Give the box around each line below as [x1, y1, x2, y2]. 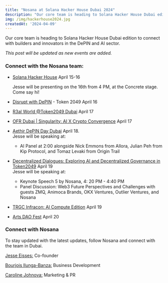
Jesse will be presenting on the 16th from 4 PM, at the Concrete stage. [12, 84, 158, 90]
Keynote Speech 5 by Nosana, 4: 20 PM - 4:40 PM [19, 178, 124, 184]
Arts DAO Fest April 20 [12, 213, 59, 219]
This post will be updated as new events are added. [5, 50, 112, 56]
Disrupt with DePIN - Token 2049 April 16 [12, 99, 97, 105]
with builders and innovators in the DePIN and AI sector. [5, 41, 120, 47]
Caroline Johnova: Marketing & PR [5, 271, 76, 278]
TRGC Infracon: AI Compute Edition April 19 [12, 204, 102, 210]
